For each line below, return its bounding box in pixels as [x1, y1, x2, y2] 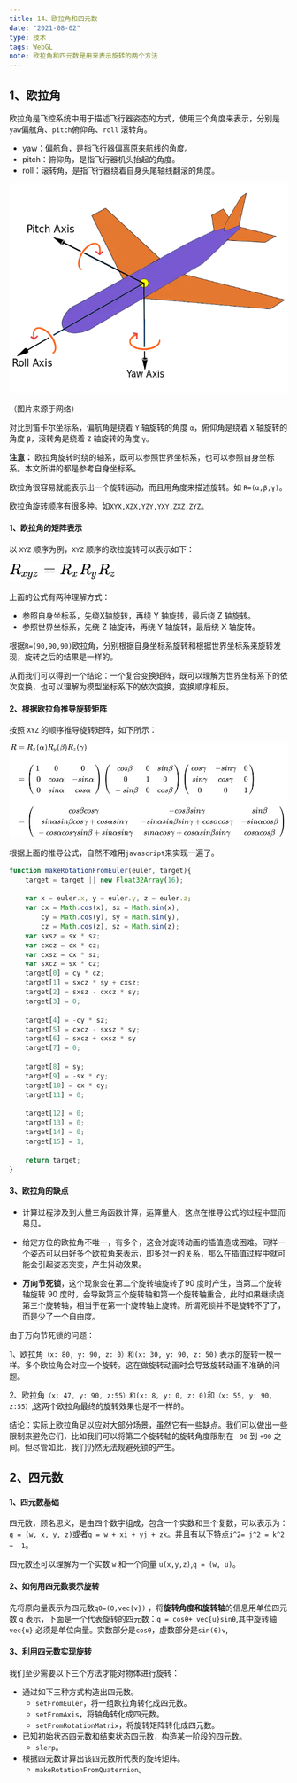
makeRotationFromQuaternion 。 [34, 1764, 147, 1774]
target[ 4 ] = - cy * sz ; [25, 1016, 109, 1024]
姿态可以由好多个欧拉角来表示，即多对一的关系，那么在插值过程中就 [29, 1248, 278, 1258]
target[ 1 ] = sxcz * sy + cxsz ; [25, 978, 141, 987]
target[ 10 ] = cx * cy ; [25, 1081, 109, 1090]
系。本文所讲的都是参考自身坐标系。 [9, 463, 141, 473]
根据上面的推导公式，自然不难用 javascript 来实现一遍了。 [9, 847, 219, 858]
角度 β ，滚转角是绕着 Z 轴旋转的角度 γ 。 [9, 432, 155, 443]
